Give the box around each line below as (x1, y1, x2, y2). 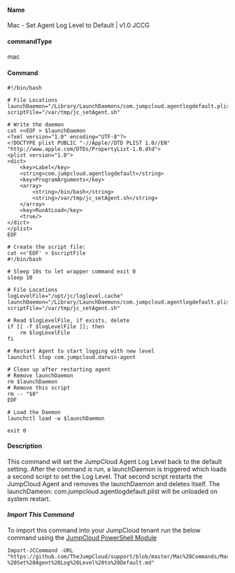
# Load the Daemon (7, 409, 61, 416)
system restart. (7, 494, 51, 503)
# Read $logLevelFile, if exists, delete (7, 317, 130, 324)
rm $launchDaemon (7, 378, 58, 385)
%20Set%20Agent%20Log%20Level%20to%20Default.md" (7, 560, 155, 567)
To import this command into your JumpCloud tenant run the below (7, 526, 201, 535)
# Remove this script (7, 384, 71, 391)
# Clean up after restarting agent (7, 366, 111, 373)
